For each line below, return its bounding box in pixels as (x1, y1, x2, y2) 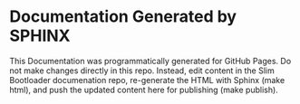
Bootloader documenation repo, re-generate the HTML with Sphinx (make (9, 74, 285, 85)
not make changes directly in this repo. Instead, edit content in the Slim (9, 65, 275, 76)
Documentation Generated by (9, 6, 237, 27)
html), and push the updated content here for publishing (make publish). (9, 84, 278, 95)
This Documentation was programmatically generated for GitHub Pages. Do (9, 55, 292, 66)
